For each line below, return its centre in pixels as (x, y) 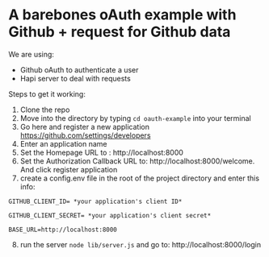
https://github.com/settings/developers (85, 135)
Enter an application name (63, 143)
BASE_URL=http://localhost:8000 (63, 230)
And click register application (69, 169)
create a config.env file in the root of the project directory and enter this (140, 178)
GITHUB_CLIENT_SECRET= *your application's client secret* (110, 215)
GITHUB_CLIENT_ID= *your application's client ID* (95, 201)
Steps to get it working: (47, 93)
